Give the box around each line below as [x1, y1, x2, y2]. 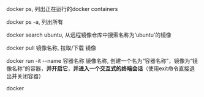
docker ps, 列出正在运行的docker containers [6, 5, 118, 12]
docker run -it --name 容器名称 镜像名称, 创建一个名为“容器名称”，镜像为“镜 [6, 57, 198, 64]
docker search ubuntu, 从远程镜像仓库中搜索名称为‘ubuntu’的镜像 [6, 31, 172, 38]
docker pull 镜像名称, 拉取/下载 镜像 [6, 45, 97, 51]
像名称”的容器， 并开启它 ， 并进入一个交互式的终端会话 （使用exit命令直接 [6, 65, 190, 72]
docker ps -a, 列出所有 [6, 18, 63, 26]
